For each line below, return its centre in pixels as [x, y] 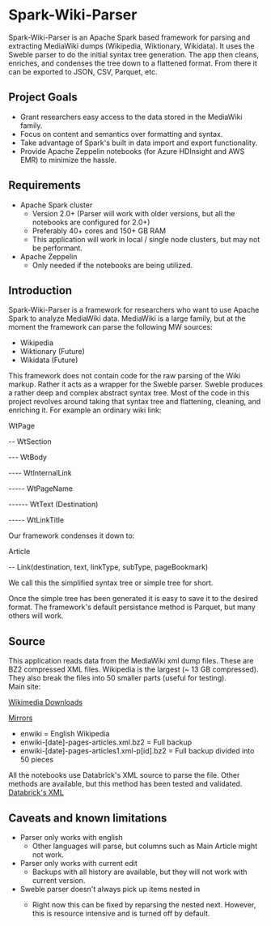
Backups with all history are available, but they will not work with [140, 872]
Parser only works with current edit [78, 863]
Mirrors [21, 718]
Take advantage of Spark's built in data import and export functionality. [139, 143]
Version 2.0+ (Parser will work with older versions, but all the [133, 213]
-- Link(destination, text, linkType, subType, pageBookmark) [108, 567]
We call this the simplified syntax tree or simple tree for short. [111, 583]
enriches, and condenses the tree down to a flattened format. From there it [133, 63]
